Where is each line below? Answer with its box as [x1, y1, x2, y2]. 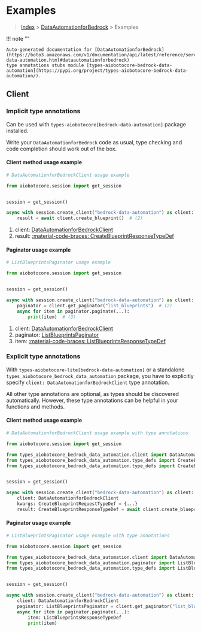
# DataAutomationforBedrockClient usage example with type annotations [6, 430, 188, 436]
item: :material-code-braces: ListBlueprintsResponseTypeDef [14, 337, 166, 344]
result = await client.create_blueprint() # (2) [17, 215, 144, 222]
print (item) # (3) [28, 314, 77, 320]
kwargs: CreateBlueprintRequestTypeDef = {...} [17, 501, 138, 507]
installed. [6, 127, 29, 134]
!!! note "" [6, 35, 30, 42]
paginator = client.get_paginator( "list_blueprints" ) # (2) [17, 303, 172, 309]
